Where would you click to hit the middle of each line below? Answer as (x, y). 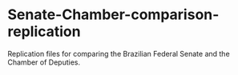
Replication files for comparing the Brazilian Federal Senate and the (119, 53)
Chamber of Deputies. (44, 62)
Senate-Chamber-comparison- (113, 15)
